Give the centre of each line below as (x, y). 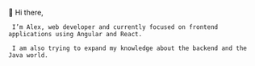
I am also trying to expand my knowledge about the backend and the (130, 48)
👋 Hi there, (26, 12)
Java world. (28, 56)
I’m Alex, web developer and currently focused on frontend (115, 27)
